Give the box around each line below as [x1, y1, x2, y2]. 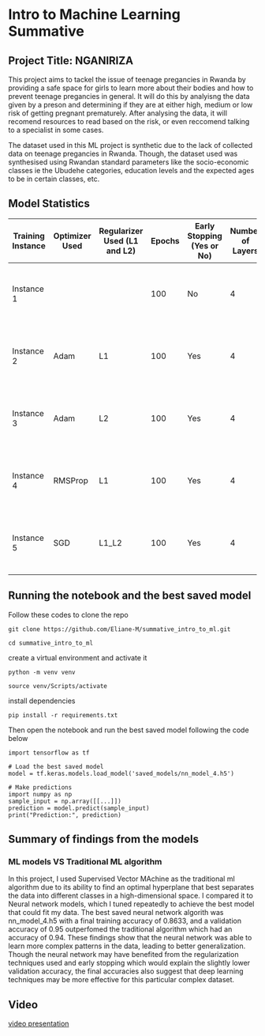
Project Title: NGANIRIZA [8, 54, 134, 67]
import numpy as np [8, 790, 73, 798]
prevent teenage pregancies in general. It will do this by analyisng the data [8, 92, 250, 100]
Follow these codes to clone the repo [8, 610, 129, 619]
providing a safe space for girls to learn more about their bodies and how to [8, 83, 254, 93]
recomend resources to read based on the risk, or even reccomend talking [8, 117, 250, 126]
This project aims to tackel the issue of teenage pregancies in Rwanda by [8, 75, 246, 84]
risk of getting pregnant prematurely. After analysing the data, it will [8, 108, 227, 118]
